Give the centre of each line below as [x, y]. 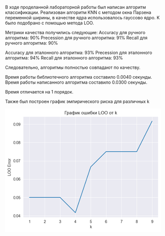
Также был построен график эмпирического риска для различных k [77, 101]
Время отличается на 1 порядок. [39, 92]
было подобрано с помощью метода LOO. [50, 23]
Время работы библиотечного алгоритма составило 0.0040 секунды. [79, 77]
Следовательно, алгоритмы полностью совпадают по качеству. [73, 67]
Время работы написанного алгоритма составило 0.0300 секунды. [76, 82]
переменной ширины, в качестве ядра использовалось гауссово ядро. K [82, 18]
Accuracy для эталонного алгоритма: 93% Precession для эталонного [79, 52]
